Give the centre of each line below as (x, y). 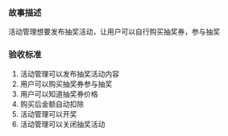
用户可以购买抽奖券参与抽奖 (66, 84)
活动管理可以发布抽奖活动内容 (69, 73)
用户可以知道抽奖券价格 (59, 93)
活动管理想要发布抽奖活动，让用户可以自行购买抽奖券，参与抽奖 (114, 32)
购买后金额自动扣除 (52, 104)
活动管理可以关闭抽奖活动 (62, 124)
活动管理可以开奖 (48, 113)
